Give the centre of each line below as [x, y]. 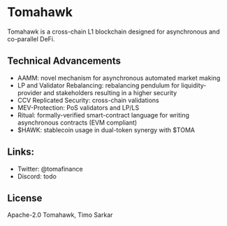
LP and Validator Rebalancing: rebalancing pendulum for [98, 85]
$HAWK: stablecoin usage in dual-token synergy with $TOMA [106, 129]
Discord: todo [37, 176]
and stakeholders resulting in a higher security [110, 92]
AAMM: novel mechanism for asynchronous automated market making [119, 78]
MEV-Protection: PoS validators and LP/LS [78, 107]
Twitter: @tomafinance [50, 169]
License [25, 198]
